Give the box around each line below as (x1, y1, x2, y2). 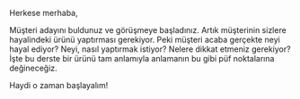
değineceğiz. (9, 62, 58, 73)
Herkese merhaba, (9, 8, 78, 18)
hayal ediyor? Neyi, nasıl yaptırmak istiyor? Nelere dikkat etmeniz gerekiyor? (9, 44, 291, 54)
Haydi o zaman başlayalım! (9, 80, 109, 90)
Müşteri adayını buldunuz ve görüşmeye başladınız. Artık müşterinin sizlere (9, 25, 287, 35)
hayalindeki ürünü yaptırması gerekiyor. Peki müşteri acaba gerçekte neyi (9, 35, 280, 45)
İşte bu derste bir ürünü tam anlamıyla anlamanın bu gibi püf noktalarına (9, 54, 275, 63)
